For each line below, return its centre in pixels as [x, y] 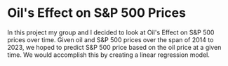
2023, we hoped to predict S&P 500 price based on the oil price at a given [114, 47]
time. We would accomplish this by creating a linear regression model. [109, 55]
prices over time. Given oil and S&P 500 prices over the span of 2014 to [110, 39]
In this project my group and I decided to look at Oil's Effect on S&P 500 [111, 32]
